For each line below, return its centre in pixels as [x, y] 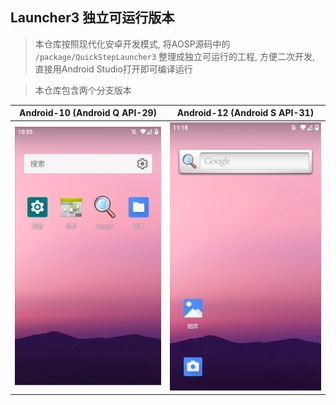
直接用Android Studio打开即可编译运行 [113, 69]
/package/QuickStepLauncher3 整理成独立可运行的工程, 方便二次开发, [175, 56]
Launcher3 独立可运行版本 [92, 18]
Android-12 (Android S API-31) [245, 113]
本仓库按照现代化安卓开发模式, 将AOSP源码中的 [132, 44]
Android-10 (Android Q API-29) [88, 113]
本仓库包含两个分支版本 [83, 90]
